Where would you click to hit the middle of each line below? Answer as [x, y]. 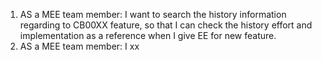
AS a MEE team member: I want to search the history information [153, 14]
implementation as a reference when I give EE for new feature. [148, 35]
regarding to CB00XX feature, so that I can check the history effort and [166, 25]
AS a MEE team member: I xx [79, 46]
